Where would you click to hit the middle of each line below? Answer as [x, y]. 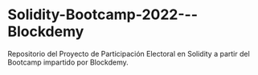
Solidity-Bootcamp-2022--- [103, 15]
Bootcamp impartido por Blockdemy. [68, 62]
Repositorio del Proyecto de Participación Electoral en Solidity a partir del [129, 53]
